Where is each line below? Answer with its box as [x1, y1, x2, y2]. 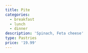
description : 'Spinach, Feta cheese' [5, 31, 84, 36]
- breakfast [9, 17, 35, 22]
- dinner [9, 26, 28, 31]
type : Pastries [5, 36, 37, 41]
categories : [5, 12, 30, 17]
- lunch [9, 21, 26, 27]
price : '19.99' [5, 40, 37, 45]
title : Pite [5, 7, 30, 13]
